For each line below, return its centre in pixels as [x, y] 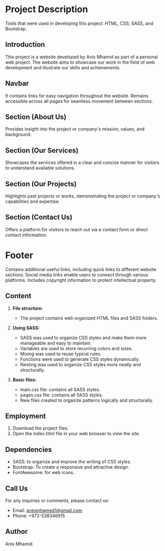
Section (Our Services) [42, 150]
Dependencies [29, 450]
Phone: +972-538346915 [39, 516]
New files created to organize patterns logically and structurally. [87, 400]
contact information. [26, 235]
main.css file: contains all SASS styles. [60, 389]
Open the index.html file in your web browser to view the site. [76, 434]
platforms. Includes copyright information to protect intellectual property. [81, 280]
